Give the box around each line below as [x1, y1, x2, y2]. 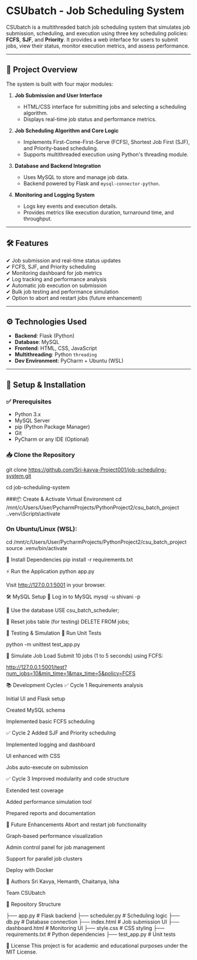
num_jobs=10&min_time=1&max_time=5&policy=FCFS [6, 669, 136, 676]
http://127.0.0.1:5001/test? [6, 663, 67, 671]
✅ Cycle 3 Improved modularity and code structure [6, 775, 130, 782]
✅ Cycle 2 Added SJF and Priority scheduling [6, 729, 116, 736]
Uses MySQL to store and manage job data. [23, 173, 129, 180]
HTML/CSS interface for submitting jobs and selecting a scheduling [23, 103, 186, 110]
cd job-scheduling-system [6, 484, 70, 491]
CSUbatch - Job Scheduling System [6, 4, 185, 18]
